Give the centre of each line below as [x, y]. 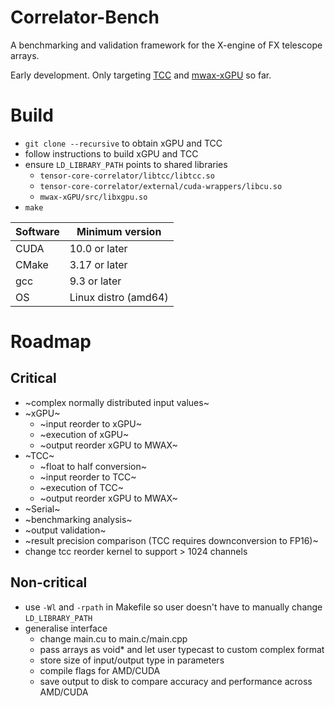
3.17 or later [98, 264]
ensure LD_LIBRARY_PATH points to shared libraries [126, 164]
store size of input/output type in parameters [132, 660]
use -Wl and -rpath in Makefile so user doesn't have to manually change [173, 607]
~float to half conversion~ [93, 466]
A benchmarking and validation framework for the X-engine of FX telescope [166, 45]
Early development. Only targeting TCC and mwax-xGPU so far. [141, 75]
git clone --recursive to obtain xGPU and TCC [123, 143]
